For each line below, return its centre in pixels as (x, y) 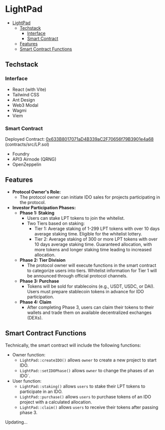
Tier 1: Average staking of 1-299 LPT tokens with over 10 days (97, 229)
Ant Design (24, 100)
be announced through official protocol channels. (77, 275)
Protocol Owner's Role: (36, 192)
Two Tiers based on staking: (56, 223)
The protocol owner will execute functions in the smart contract (92, 265)
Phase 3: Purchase (39, 281)
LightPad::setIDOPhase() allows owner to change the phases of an (87, 370)
